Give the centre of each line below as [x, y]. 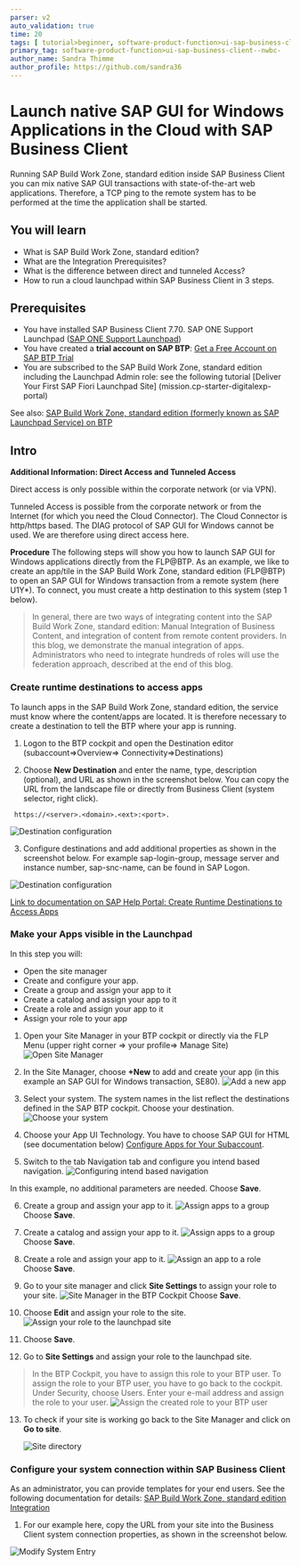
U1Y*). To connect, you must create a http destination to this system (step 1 [149, 590]
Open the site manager [65, 971]
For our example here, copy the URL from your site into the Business [148, 1525]
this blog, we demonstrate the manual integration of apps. [138, 645]
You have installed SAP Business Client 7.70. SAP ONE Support [138, 330]
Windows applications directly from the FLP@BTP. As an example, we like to [150, 562]
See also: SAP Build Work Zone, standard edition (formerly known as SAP [145, 413]
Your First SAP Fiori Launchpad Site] [89, 386]
